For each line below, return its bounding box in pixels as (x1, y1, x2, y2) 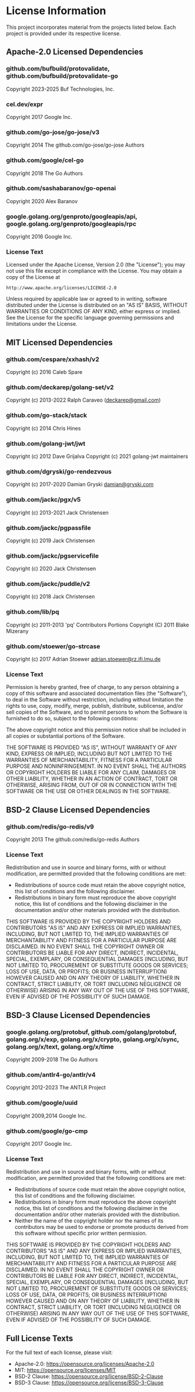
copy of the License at (6, 274, 60, 281)
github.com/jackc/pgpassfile (6, 523, 91, 532)
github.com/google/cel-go (6, 156, 84, 164)
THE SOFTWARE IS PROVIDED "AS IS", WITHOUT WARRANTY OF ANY (6, 744, 177, 751)
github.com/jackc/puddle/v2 (6, 580, 90, 588)
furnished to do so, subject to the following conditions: (6, 715, 138, 722)
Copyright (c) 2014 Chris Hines (6, 425, 81, 432)
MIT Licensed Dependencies (6, 337, 113, 347)
